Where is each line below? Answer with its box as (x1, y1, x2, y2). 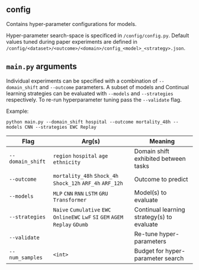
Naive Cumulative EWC (53, 206, 111, 213)
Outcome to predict (134, 175, 188, 183)
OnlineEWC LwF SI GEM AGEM (53, 214, 123, 220)
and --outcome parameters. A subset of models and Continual (39, 83, 190, 90)
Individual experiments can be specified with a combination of (6, 77, 158, 84)
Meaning (149, 137, 175, 145)
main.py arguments (6, 61, 77, 71)
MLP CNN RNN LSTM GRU (53, 190, 108, 197)
